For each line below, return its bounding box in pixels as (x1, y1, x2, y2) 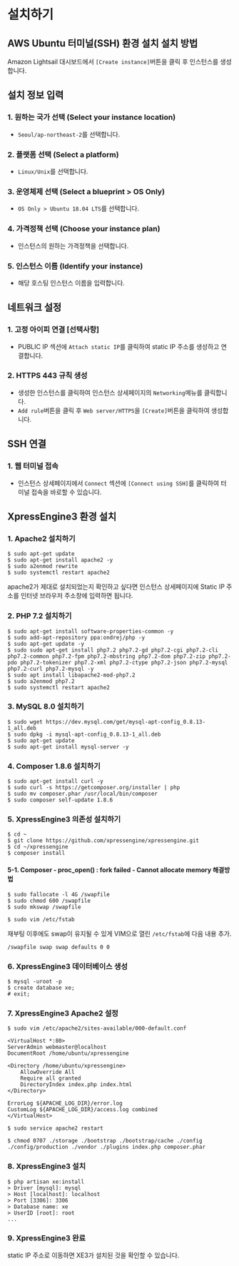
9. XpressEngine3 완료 (7, 1233, 86, 1243)
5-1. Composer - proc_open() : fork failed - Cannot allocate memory (7, 866, 212, 874)
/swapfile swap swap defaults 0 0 (7, 943, 111, 951)
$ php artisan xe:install (7, 1178, 84, 1185)
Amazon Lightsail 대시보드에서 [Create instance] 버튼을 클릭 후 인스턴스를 (7, 58, 219, 66)
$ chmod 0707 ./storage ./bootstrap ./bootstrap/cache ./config (7, 1138, 203, 1145)
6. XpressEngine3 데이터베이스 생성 (7, 961, 128, 971)
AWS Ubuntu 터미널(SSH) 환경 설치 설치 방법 (7, 37, 198, 49)
